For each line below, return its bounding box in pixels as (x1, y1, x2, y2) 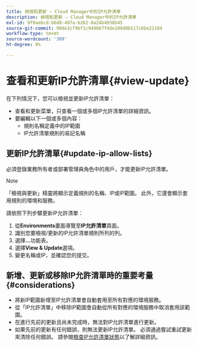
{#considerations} (6, 280, 76, 290)
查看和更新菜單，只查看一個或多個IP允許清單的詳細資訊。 (14, 107, 155, 114)
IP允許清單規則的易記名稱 (23, 130, 86, 137)
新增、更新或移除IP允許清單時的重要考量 (6, 270, 154, 281)
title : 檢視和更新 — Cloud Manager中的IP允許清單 (6, 8, 121, 15)
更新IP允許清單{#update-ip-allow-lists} (6, 148, 152, 159)
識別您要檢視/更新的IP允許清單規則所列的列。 (14, 229, 125, 237)
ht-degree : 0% (6, 42, 41, 48)
